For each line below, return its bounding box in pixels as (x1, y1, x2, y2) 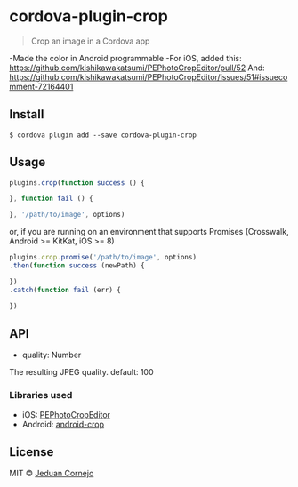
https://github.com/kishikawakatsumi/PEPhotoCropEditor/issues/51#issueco (9, 71, 288, 82)
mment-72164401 (9, 81, 74, 92)
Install (9, 107, 44, 122)
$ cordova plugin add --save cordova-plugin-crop (9, 131, 197, 140)
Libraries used (9, 389, 73, 402)
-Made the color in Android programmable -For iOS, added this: (9, 52, 242, 63)
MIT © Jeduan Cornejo (9, 468, 94, 479)
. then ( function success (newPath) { (9, 261, 145, 270)
